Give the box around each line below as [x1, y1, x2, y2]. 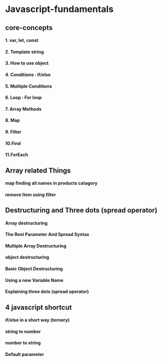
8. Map [5, 117, 20, 123]
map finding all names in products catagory [5, 180, 98, 186]
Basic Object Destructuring [5, 266, 63, 272]
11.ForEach [5, 151, 28, 158]
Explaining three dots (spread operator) [5, 288, 89, 294]
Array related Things [5, 166, 71, 174]
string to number [5, 328, 41, 334]
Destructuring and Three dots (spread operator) [5, 206, 157, 214]
